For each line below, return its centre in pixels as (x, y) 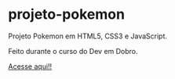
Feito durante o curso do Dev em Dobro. (73, 51)
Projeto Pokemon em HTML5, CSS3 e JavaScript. (87, 36)
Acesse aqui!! (30, 66)
